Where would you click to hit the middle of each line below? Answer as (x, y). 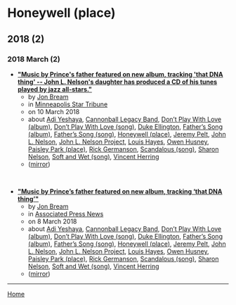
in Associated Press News (66, 213)
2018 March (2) (34, 59)
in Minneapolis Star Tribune (68, 104)
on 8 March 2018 (52, 221)
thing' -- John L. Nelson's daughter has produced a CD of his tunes (117, 82)
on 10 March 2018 (54, 111)
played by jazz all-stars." (55, 89)
